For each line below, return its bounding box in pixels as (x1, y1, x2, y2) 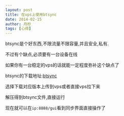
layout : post (5, 7, 33, 13)
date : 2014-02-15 (5, 17, 42, 22)
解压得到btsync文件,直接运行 (5, 94, 65, 100)
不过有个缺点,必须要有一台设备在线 (5, 51, 78, 57)
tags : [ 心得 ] (5, 26, 31, 31)
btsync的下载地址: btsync (5, 73, 57, 79)
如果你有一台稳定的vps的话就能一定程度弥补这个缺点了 (5, 62, 119, 68)
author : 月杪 (5, 21, 31, 27)
